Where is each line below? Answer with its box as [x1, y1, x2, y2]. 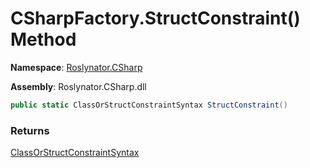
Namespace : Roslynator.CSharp [10, 61, 143, 73]
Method [10, 28, 77, 51]
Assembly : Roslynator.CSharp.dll [10, 80, 147, 92]
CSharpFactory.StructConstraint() [10, 7, 301, 30]
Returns [10, 123, 50, 137]
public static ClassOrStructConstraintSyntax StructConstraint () [10, 100, 288, 110]
